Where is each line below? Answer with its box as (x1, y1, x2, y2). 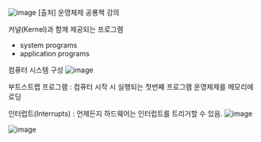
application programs (19, 49, 90, 58)
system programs (19, 40, 78, 50)
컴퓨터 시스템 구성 (8, 65, 63, 75)
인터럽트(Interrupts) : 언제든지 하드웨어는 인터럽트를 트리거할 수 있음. (8, 109, 223, 118)
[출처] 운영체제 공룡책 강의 (38, 8, 120, 17)
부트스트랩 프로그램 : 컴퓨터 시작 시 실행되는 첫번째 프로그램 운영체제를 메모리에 (8, 83, 254, 91)
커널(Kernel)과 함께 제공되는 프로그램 (8, 25, 124, 34)
